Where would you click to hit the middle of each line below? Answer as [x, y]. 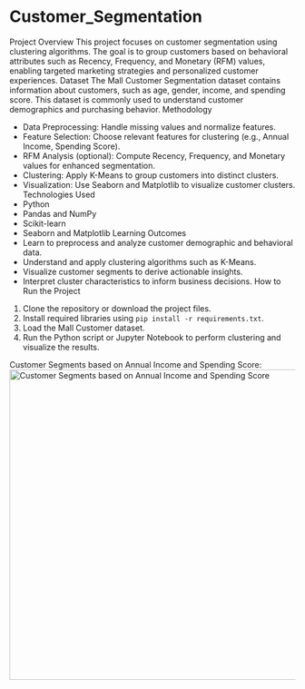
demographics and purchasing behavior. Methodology [111, 109]
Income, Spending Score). [71, 146]
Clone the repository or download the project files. [117, 308]
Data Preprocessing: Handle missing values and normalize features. [149, 127]
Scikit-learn [44, 223]
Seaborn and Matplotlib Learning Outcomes [104, 232]
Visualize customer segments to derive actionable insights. [133, 271]
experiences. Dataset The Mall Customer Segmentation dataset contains [145, 80]
